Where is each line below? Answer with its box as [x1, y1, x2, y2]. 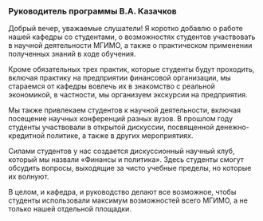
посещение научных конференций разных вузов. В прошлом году [8, 114, 234, 124]
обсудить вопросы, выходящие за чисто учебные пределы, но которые [8, 164, 252, 173]
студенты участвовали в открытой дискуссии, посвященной [8, 122, 214, 132]
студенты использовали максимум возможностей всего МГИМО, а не [8, 195, 249, 205]
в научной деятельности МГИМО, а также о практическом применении [8, 41, 253, 50]
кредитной [8, 131, 45, 140]
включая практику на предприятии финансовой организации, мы [8, 73, 231, 83]
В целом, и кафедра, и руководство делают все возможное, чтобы [8, 187, 237, 197]
